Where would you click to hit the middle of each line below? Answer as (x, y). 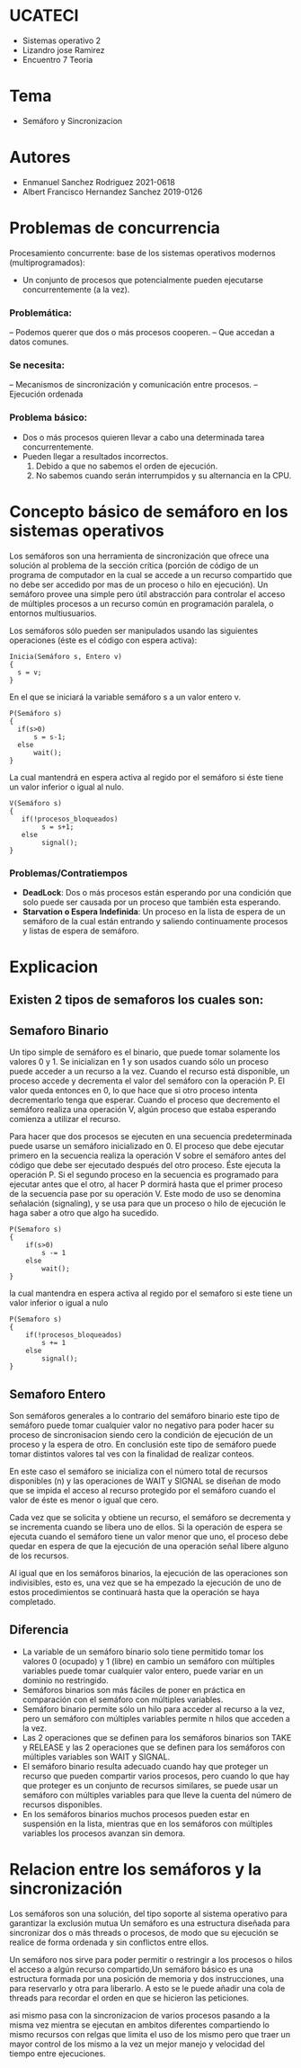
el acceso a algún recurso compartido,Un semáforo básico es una (131, 1969)
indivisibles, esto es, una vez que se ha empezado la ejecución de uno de (145, 1582)
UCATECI (44, 16)
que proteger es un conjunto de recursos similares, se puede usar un (150, 1785)
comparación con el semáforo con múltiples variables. (123, 1699)
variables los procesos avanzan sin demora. (104, 1833)
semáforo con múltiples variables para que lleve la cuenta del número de (157, 1795)
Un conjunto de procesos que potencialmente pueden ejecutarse (142, 280)
